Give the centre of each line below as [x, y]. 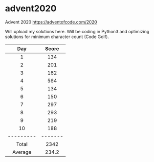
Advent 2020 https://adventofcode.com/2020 [51, 22]
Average [22, 152]
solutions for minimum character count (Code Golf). [57, 37]
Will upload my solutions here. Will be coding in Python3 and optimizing [77, 31]
